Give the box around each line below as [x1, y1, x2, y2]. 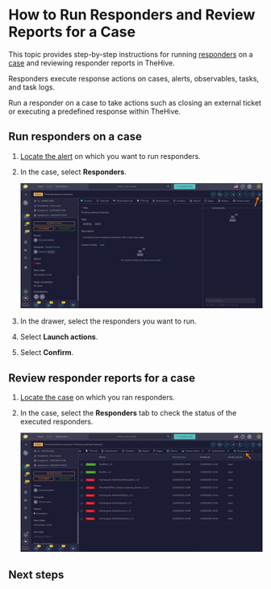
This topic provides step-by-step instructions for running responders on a [8, 49, 253, 59]
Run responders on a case [8, 130, 143, 144]
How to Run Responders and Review [8, 6, 256, 24]
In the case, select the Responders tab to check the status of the [19, 408, 237, 418]
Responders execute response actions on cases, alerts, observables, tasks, [8, 73, 260, 83]
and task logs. [8, 82, 55, 92]
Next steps [8, 567, 65, 582]
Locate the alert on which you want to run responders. [19, 151, 202, 161]
